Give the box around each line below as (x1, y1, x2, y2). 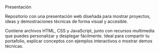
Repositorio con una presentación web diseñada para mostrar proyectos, (5, 13, 151, 19)
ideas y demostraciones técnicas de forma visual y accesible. (5, 19, 128, 24)
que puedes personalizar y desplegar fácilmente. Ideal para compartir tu (5, 33, 150, 39)
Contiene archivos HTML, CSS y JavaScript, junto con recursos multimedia (5, 28, 155, 33)
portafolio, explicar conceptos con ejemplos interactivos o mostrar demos (5, 38, 153, 44)
